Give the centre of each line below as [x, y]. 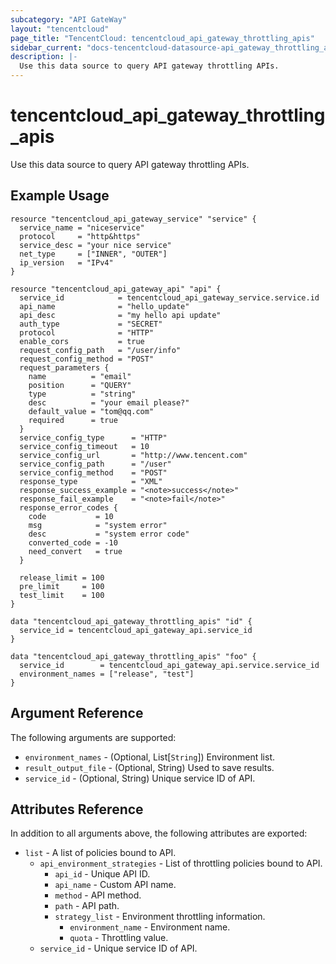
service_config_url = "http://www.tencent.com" [133, 455]
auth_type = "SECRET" [91, 324]
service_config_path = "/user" [95, 464]
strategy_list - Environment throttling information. [160, 917]
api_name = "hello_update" [104, 306]
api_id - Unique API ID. [102, 874]
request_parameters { [64, 367]
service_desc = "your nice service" [95, 245]
